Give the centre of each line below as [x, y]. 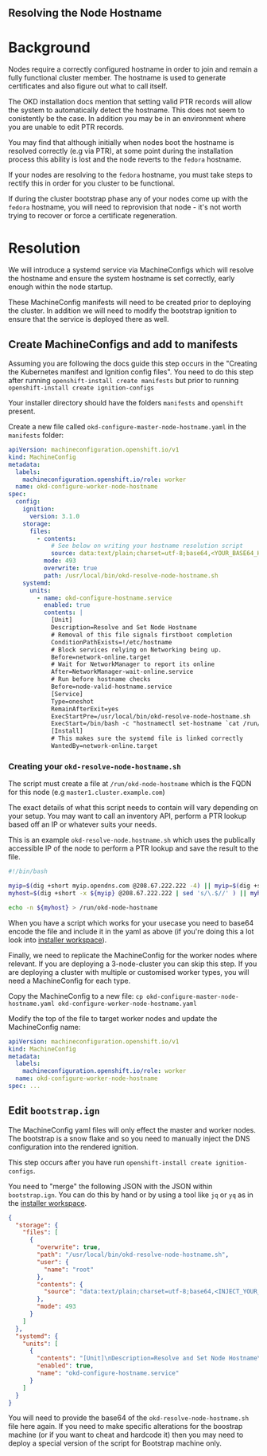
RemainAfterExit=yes [85, 709]
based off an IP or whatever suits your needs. [83, 824]
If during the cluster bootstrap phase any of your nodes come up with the [128, 199]
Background [49, 47]
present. [22, 411]
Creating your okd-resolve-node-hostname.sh [95, 766]
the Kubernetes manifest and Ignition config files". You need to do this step [131, 372]
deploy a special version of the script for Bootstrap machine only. [115, 1443]
